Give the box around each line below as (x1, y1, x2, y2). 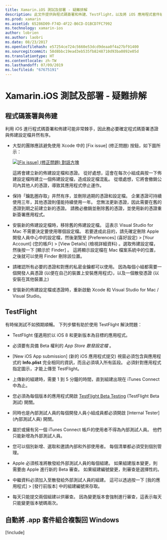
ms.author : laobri (5, 35, 43, 40)
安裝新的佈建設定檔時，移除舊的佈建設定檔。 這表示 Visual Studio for (12, 222, 154, 228)
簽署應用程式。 (16, 212, 48, 217)
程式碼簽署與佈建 (5, 111, 58, 120)
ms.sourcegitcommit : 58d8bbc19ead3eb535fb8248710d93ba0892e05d (5, 49, 139, 54)
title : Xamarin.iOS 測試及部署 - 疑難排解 (5, 7, 88, 12)
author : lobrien (5, 30, 39, 35)
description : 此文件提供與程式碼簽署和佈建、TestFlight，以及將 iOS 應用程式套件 (5, 12, 160, 17)
